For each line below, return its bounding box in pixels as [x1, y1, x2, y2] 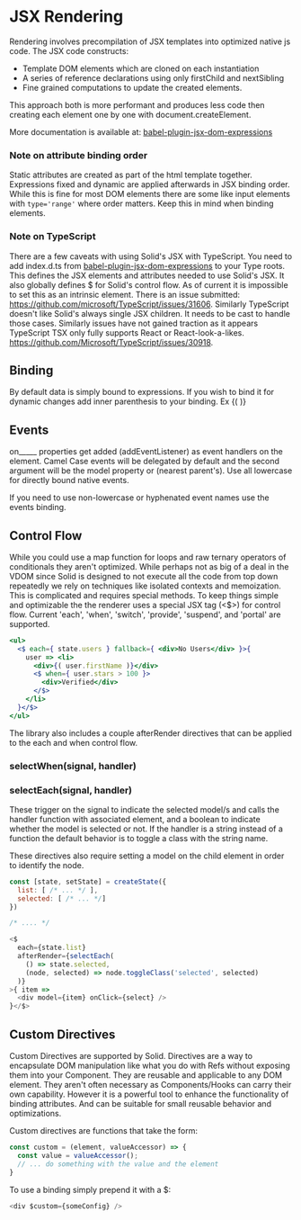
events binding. [9, 502, 66, 513]
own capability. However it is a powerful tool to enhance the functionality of [9, 1089, 289, 1099]
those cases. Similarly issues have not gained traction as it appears [9, 318, 259, 328]
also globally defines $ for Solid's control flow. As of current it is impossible [9, 279, 289, 290]
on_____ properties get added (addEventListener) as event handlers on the [9, 446, 283, 457]
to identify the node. [9, 859, 84, 870]
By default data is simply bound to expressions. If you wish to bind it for [9, 387, 275, 398]
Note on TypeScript [9, 230, 96, 243]
